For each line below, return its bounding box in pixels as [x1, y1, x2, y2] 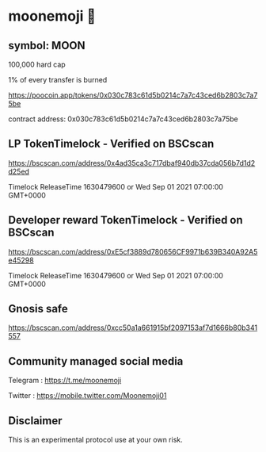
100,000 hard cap [8, 59, 66, 69]
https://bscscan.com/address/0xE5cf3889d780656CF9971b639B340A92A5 [8, 247, 258, 256]
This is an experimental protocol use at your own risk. [8, 435, 184, 445]
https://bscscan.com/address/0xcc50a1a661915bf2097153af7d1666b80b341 [8, 323, 258, 332]
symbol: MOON [8, 39, 85, 52]
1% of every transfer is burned [8, 75, 108, 84]
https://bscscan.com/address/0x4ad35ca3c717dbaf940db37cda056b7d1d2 [8, 158, 256, 167]
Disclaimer [8, 414, 63, 427]
